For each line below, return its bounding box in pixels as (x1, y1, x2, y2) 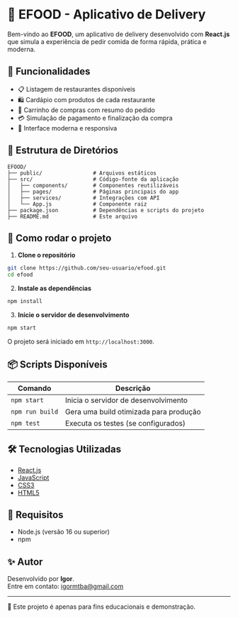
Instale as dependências (17, 284, 92, 293)
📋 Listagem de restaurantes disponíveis (17, 84, 136, 93)
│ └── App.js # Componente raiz (7, 200, 147, 208)
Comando (17, 383, 52, 393)
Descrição (115, 383, 151, 393)
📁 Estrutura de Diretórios (7, 145, 119, 157)
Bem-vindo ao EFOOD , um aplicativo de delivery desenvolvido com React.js (7, 30, 230, 38)
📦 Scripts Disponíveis (7, 358, 108, 371)
